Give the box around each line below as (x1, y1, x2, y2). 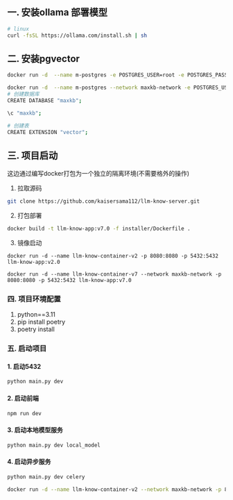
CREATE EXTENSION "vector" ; (7, 128, 89, 135)
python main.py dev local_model (7, 442, 101, 449)
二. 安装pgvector (7, 53, 80, 65)
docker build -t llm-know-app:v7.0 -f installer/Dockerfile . (7, 225, 191, 233)
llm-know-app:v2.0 (7, 259, 60, 266)
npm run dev (7, 410, 42, 417)
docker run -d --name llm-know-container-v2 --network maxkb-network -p (7, 485, 222, 493)
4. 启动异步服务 (7, 458, 51, 466)
